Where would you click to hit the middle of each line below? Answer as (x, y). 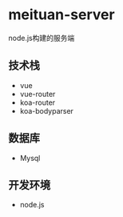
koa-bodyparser (47, 111)
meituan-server (61, 15)
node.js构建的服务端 (42, 38)
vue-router (38, 94)
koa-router (38, 102)
